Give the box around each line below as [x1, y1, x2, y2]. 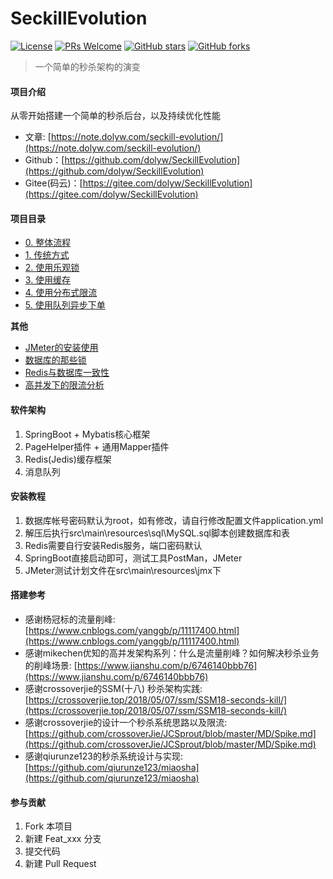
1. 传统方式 [24, 249, 70, 261]
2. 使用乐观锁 [24, 262, 80, 274]
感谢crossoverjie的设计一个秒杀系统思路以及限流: [24, 716, 228, 728]
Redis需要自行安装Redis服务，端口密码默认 [24, 539, 203, 551]
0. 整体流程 [24, 237, 72, 249]
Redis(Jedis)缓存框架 [24, 453, 112, 465]
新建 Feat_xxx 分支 [24, 833, 102, 845]
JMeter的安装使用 [24, 342, 99, 354]
